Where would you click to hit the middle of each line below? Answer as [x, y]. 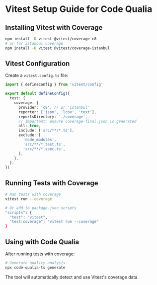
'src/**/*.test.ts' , [44, 144]
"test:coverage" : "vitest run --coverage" [54, 222]
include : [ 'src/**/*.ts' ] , [46, 131]
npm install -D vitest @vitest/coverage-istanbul [58, 48]
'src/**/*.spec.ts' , [44, 149]
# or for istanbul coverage [34, 43]
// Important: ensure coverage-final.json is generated [77, 121]
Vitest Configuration [38, 64]
